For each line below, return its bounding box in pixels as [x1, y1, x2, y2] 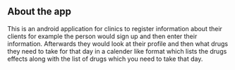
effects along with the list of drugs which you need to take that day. [7, 54, 203, 63]
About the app [7, 6, 72, 18]
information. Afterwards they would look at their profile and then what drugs [7, 39, 228, 48]
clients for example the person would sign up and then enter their [7, 32, 198, 40]
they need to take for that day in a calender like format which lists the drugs [7, 47, 227, 55]
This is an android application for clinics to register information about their [7, 24, 222, 33]
